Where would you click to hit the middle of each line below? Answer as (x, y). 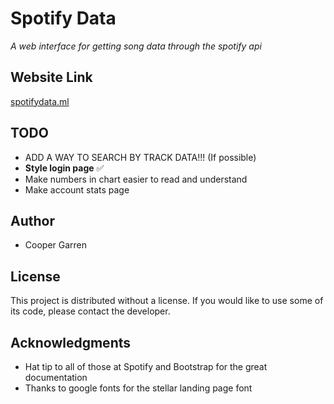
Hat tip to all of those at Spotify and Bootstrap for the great (146, 366)
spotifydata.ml (40, 101)
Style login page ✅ (64, 168)
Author (32, 220)
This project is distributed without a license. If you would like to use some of (167, 301)
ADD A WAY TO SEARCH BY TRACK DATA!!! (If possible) (140, 157)
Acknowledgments (71, 342)
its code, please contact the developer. (90, 311)
